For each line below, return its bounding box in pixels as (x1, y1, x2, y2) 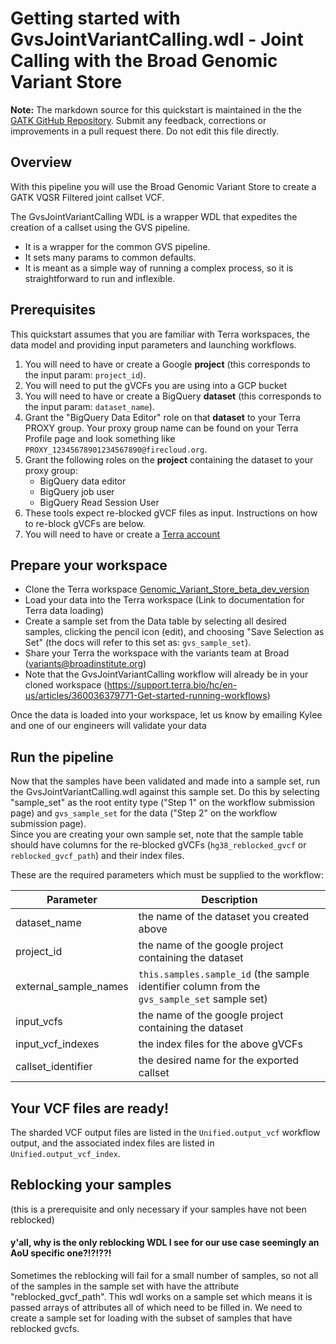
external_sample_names (15, 980, 129, 994)
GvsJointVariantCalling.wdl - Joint (10, 28, 304, 51)
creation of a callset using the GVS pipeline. (10, 221, 191, 233)
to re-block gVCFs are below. (24, 517, 146, 529)
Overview (10, 154, 73, 171)
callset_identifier (15, 1060, 93, 1074)
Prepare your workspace (10, 557, 168, 574)
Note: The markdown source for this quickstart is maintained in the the (10, 103, 302, 116)
